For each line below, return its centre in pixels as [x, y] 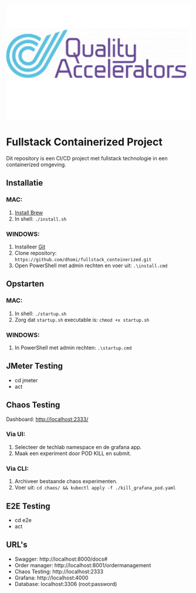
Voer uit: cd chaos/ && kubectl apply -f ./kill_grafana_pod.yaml [95, 488]
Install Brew [29, 213]
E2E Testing [28, 506]
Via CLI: [18, 469]
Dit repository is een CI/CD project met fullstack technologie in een [87, 158]
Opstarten [25, 284]
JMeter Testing [35, 366]
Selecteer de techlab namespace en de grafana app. [78, 447]
